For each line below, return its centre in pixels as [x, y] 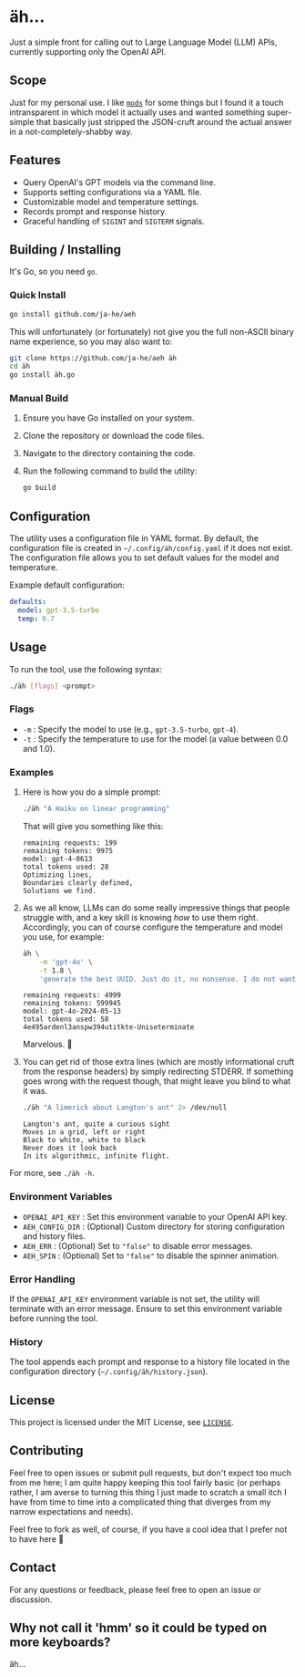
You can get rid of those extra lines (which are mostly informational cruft [158, 1062]
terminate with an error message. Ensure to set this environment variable [146, 1308]
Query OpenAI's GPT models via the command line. [119, 182]
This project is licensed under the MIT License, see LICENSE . [122, 1422]
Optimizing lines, [57, 875]
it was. [35, 1091]
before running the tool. [54, 1318]
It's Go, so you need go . [54, 272]
